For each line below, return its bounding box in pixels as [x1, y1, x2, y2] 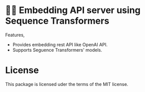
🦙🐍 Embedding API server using [5, 5, 141, 16]
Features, [5, 32, 25, 38]
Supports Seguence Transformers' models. [12, 47, 102, 53]
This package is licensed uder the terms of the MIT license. [5, 81, 128, 87]
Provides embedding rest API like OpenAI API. [12, 41, 108, 47]
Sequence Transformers [5, 15, 110, 27]
